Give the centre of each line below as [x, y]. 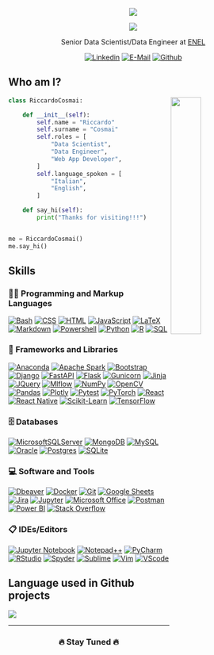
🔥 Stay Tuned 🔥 [89, 642]
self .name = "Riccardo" [76, 122]
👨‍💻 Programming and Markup [66, 293]
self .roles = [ [62, 137]
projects [29, 595]
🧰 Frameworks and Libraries [63, 350]
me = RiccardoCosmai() [46, 239]
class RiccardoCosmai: [46, 100]
